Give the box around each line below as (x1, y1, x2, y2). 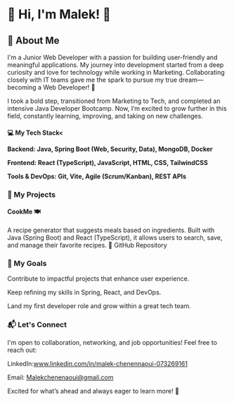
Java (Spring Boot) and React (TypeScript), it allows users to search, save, (7, 233, 223, 242)
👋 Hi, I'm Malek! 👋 (7, 6, 111, 23)
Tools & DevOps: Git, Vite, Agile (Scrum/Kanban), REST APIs (7, 172, 187, 181)
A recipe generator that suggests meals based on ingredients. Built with (7, 226, 215, 234)
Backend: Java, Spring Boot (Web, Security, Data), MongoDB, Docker (7, 145, 213, 153)
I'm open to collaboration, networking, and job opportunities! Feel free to (7, 339, 218, 347)
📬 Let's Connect (7, 319, 67, 329)
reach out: (7, 346, 37, 355)
